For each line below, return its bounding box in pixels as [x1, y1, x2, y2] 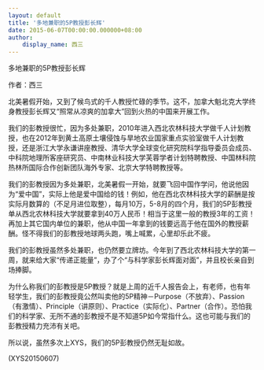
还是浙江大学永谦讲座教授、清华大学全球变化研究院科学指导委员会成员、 [21, 143, 256, 153]
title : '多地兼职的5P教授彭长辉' [8, 19, 106, 27]
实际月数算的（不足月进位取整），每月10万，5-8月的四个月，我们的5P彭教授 [8, 199, 253, 209]
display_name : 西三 [22, 41, 84, 49]
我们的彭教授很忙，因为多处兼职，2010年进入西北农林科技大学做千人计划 [8, 124, 244, 133]
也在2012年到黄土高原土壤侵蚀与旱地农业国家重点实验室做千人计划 [21, 133, 237, 142]
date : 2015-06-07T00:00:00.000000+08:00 [8, 26, 143, 34]
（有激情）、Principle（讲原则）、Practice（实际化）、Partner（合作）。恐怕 [8, 302, 246, 311]
